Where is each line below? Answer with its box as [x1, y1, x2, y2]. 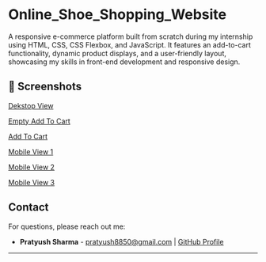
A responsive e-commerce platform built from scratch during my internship [8, 32, 253, 41]
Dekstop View [8, 101, 54, 110]
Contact [8, 200, 49, 215]
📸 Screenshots [8, 80, 82, 93]
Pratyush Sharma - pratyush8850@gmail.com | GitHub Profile [19, 237, 224, 246]
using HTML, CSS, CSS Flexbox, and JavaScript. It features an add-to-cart [8, 40, 252, 49]
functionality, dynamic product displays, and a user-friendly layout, [8, 48, 227, 58]
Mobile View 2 [8, 162, 55, 172]
